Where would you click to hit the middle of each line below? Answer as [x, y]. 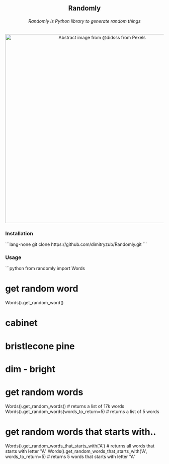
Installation [19, 233]
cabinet [21, 323]
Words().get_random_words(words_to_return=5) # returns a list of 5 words [82, 411]
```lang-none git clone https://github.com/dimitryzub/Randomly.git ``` [76, 244]
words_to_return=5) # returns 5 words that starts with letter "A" [70, 456]
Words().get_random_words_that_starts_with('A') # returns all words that [80, 446]
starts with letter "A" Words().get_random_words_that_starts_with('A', [76, 451]
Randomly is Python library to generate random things [84, 21]
